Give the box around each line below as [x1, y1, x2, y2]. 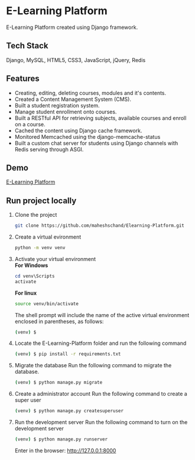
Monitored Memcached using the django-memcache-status [14, 133, 161, 140]
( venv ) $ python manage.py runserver [14, 436, 108, 442]
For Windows [14, 262, 48, 269]
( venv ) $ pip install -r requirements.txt [14, 351, 121, 357]
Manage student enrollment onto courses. [14, 108, 117, 115]
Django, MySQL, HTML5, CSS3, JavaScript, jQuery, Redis [6, 56, 146, 63]
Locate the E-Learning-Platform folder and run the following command [14, 340, 187, 347]
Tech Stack [6, 41, 48, 51]
